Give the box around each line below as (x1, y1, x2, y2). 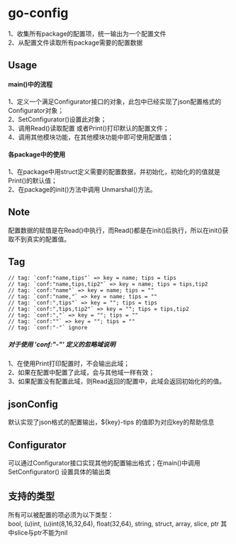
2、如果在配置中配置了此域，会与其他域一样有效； (8, 368, 155, 377)
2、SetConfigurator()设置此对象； (8, 115, 107, 124)
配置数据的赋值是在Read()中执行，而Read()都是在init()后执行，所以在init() (8, 226, 223, 234)
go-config (8, 5, 69, 21)
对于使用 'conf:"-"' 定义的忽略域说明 (8, 339, 116, 349)
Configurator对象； (8, 106, 64, 114)
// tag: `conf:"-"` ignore (8, 325, 88, 332)
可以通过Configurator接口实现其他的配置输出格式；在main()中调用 (8, 458, 201, 467)
